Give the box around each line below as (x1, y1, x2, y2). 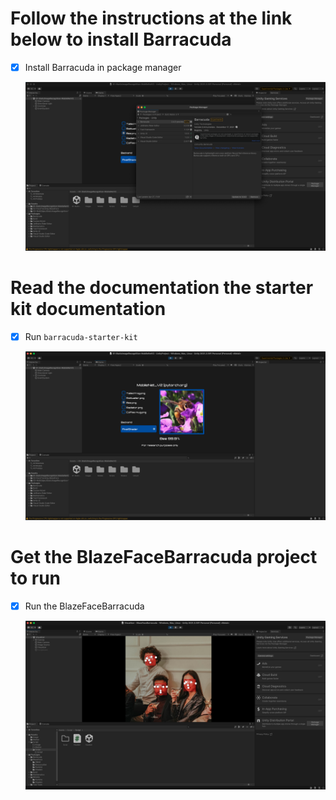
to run (10, 567, 62, 590)
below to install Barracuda (10, 28, 232, 51)
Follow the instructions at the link (10, 7, 293, 30)
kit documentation (10, 298, 167, 321)
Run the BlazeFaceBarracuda (24, 600, 145, 612)
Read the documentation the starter (10, 277, 314, 299)
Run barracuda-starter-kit (24, 331, 138, 343)
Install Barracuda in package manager (24, 61, 182, 73)
